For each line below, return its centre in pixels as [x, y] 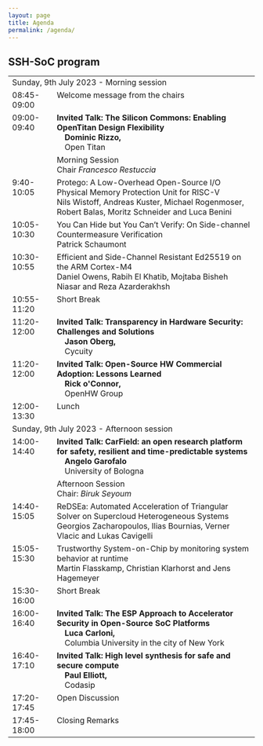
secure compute [88, 665]
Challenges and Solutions [106, 331]
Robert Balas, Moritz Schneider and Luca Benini [144, 211]
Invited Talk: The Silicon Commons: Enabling [142, 117]
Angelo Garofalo [95, 461]
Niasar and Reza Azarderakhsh [113, 286]
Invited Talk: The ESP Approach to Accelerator [145, 613]
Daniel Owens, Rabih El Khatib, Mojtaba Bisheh [142, 276]
